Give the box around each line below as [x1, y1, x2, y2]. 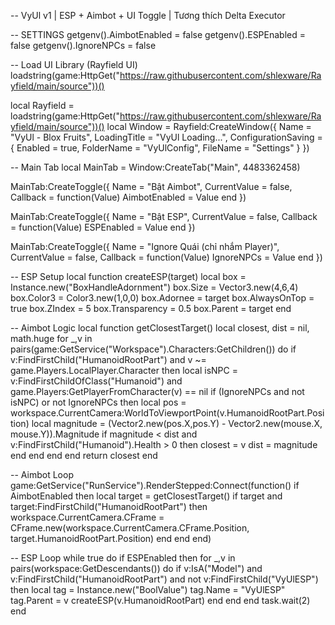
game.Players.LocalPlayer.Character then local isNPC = [10, 365, 238, 376]
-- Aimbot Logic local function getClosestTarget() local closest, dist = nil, [10, 322, 310, 334]
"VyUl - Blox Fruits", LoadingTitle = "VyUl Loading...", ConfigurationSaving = [10, 131, 323, 143]
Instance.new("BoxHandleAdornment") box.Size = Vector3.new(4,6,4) [10, 281, 299, 293]
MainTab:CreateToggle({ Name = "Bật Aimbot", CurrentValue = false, [10, 181, 293, 192]
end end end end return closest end [10, 450, 158, 461]
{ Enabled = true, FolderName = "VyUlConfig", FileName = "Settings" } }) [10, 142, 310, 154]
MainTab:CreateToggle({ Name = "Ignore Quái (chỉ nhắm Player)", [10, 241, 280, 252]
